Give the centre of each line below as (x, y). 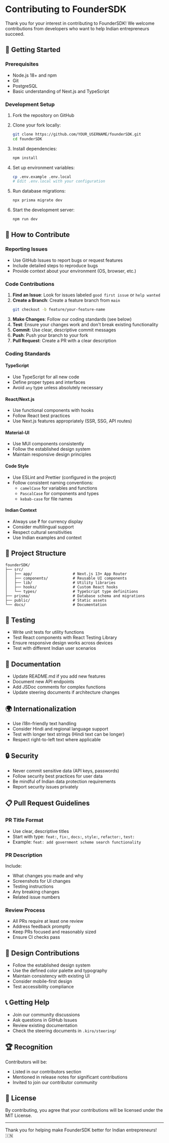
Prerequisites (22, 64)
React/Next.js (20, 399)
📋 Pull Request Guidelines (48, 803)
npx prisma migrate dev (37, 200)
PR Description (24, 855)
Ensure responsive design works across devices (63, 643)
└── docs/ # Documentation (56, 605)
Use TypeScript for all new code (46, 377)
